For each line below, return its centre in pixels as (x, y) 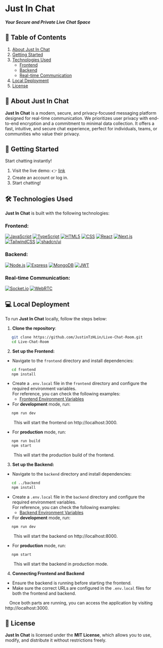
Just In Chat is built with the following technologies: (57, 213)
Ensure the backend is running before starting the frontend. (72, 583)
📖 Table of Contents (36, 37)
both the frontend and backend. (44, 593)
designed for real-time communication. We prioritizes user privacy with (77, 118)
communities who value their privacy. (43, 134)
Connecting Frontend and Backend (48, 573)
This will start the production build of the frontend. (64, 455)
